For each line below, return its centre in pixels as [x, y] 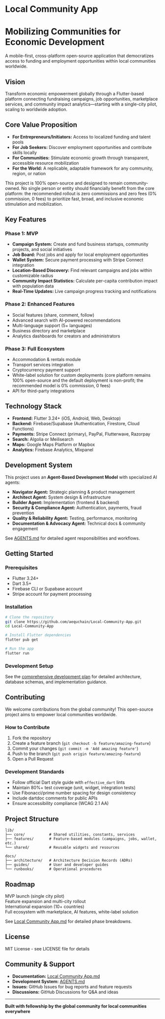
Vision [15, 82]
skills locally [24, 152]
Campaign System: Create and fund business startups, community [80, 244]
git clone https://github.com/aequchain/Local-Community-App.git [73, 622]
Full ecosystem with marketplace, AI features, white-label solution [72, 912]
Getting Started [29, 554]
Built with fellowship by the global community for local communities [76, 1006]
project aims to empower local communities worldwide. [61, 714]
